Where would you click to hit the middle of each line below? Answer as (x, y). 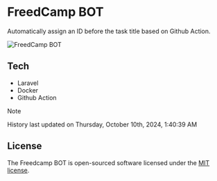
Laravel (28, 83)
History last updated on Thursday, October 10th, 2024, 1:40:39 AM (102, 124)
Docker (28, 90)
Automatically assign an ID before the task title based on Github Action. (109, 31)
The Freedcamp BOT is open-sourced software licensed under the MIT (108, 162)
